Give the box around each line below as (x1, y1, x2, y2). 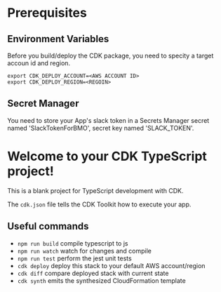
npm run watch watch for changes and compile (17, 246, 152, 255)
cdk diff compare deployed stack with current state (17, 269, 169, 277)
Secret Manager (7, 98, 79, 109)
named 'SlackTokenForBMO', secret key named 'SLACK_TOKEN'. (7, 124, 194, 132)
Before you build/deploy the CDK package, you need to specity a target (7, 51, 214, 60)
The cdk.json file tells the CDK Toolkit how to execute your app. (7, 200, 192, 208)
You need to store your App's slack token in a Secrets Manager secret (7, 116, 210, 124)
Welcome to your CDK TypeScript (7, 149, 207, 164)
